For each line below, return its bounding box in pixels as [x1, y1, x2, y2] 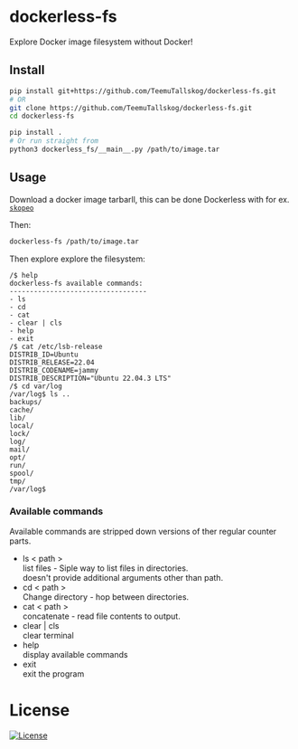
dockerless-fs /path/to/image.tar [9, 237, 140, 246]
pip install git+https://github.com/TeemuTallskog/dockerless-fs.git [9, 86, 277, 96]
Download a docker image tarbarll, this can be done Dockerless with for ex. [9, 194, 290, 204]
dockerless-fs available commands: [9, 279, 144, 288]
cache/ [9, 405, 34, 414]
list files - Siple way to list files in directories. [22, 563, 189, 574]
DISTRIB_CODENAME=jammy [9, 365, 99, 374]
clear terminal [22, 630, 74, 640]
